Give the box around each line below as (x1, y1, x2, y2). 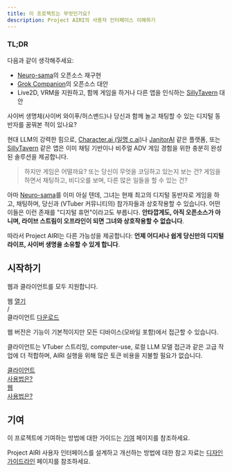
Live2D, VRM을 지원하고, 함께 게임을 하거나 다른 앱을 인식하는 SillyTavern (17, 88, 218, 96)
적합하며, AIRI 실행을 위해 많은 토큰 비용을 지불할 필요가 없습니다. (27, 351, 203, 360)
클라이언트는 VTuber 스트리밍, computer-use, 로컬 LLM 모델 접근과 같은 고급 (7, 342, 217, 351)
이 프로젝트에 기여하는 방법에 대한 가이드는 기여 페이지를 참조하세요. (7, 434, 190, 442)
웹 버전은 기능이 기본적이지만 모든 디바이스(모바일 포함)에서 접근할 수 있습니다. (7, 328, 219, 336)
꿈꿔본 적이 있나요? (25, 120, 78, 128)
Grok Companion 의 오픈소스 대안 (17, 79, 109, 87)
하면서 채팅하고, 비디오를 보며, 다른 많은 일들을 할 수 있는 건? (24, 176, 188, 184)
